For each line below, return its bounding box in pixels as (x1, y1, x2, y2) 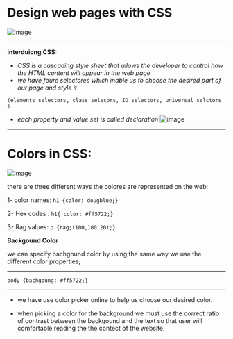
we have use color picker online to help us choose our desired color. (17, 295, 213, 304)
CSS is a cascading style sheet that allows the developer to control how (17, 61, 223, 69)
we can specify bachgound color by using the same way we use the (7, 249, 202, 258)
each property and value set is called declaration (17, 115, 159, 123)
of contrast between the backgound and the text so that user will (17, 316, 202, 324)
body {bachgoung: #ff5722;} (7, 276, 89, 284)
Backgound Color (7, 236, 59, 245)
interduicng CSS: (7, 47, 58, 56)
